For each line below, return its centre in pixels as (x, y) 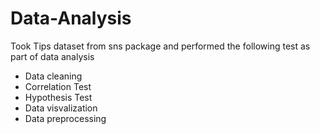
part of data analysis (52, 56)
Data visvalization (61, 108)
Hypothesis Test (58, 97)
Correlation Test (58, 86)
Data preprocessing (65, 118)
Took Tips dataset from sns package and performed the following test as (160, 46)
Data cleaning (53, 76)
